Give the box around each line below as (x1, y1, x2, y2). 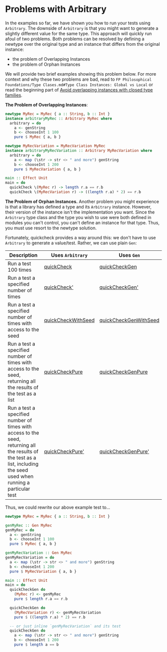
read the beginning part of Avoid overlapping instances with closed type (5, 87, 153, 93)
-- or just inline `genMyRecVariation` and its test (9, 624, 121, 629)
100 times (7, 266, 32, 273)
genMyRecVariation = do (5, 555, 55, 560)
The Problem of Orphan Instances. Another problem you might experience (5, 198, 159, 205)
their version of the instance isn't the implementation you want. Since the (5, 209, 155, 215)
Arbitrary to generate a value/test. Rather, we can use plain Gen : (5, 240, 137, 246)
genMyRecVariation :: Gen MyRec (5, 550, 72, 555)
